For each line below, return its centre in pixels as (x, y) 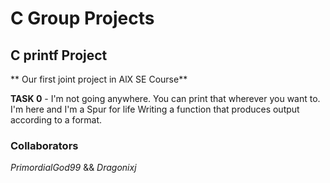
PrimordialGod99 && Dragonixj (73, 168)
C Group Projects (82, 18)
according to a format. (56, 120)
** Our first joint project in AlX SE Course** (99, 79)
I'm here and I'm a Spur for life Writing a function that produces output (155, 109)
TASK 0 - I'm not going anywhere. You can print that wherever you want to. (165, 98)
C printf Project (59, 55)
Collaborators (44, 145)
